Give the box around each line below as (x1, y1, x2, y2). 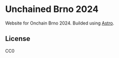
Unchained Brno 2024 (5, 3, 99, 15)
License (5, 34, 30, 43)
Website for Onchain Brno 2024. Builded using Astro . (5, 20, 114, 26)
